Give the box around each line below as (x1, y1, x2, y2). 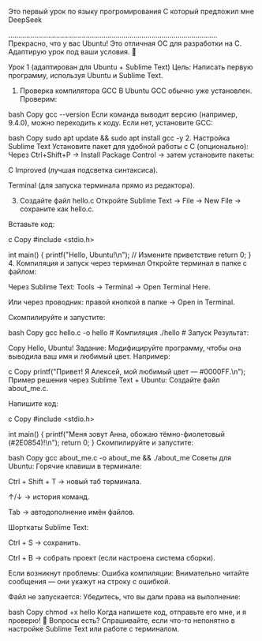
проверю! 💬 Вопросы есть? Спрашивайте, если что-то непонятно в (8, 616, 235, 625)
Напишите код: (8, 399, 59, 408)
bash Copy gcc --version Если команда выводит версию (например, (8, 110, 238, 119)
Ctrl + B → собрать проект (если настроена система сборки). (8, 553, 215, 562)
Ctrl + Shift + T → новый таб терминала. (8, 477, 142, 486)
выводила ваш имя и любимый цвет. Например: (8, 352, 171, 361)
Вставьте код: (8, 220, 55, 229)
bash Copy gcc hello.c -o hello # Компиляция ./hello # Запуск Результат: (8, 328, 249, 337)
